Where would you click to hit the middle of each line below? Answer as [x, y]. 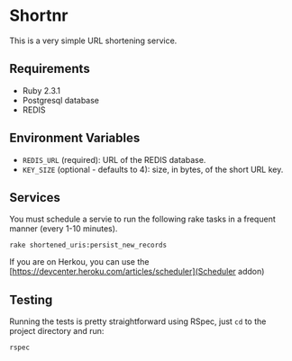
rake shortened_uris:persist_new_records [88, 245]
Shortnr [39, 16]
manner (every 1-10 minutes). [64, 229]
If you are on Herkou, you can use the [79, 262]
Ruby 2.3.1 [41, 90]
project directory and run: [57, 331]
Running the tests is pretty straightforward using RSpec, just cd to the [138, 321]
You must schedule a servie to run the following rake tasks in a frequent [143, 219]
